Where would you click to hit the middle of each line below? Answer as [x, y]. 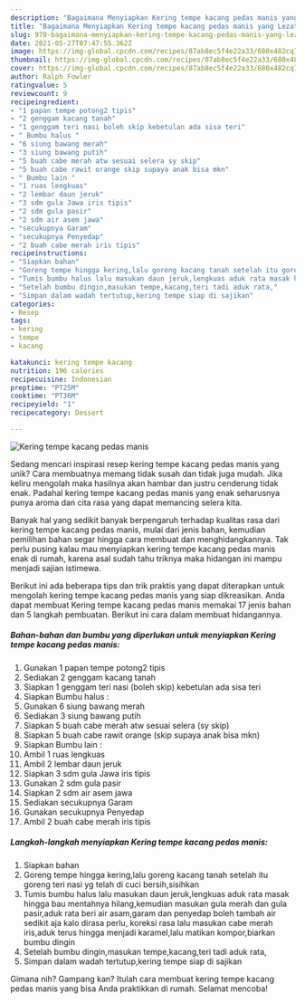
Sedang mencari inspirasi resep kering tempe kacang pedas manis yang [145, 463]
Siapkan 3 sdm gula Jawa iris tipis [87, 773]
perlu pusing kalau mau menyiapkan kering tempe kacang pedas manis [143, 549]
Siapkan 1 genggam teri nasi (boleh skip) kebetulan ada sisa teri [142, 687]
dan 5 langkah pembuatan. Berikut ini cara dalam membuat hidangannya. [147, 614]
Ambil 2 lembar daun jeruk [72, 764]
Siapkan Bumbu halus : [66, 696]
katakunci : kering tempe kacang [71, 362]
